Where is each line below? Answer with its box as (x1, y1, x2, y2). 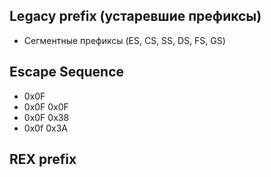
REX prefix (9, 151, 77, 168)
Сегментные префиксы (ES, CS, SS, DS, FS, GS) (23, 34, 226, 46)
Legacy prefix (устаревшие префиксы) (9, 8, 262, 25)
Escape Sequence (9, 64, 125, 81)
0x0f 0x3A (23, 122, 69, 134)
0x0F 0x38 (23, 111, 70, 123)
